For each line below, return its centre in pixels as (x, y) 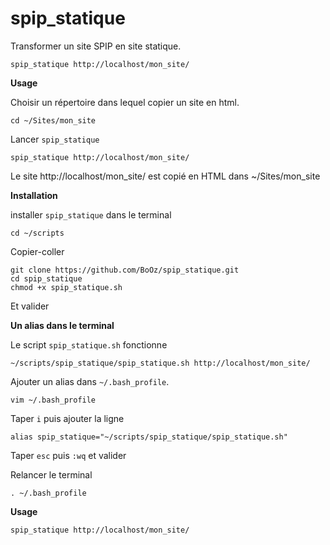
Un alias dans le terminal (62, 325)
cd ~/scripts (37, 233)
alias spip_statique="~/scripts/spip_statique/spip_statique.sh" (149, 437)
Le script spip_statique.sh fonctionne (89, 344)
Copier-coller (37, 251)
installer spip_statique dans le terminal (91, 214)
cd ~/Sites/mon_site (53, 120)
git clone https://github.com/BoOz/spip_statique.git (125, 270)
